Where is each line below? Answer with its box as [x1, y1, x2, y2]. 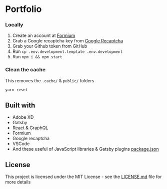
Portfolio [5, 3, 42, 15]
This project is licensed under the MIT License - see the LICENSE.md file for [5, 174, 162, 180]
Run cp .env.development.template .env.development [12, 48, 123, 54]
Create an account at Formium [12, 32, 75, 38]
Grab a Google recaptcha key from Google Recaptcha [12, 38, 123, 44]
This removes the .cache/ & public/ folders [5, 77, 94, 83]
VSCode [12, 141, 30, 147]
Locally [5, 21, 23, 28]
